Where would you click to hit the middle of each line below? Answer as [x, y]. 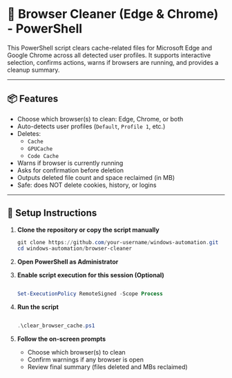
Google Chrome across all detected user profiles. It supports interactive [109, 55]
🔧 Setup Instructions [52, 213]
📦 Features [33, 99]
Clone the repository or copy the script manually [88, 230]
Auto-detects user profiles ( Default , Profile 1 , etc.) [91, 126]
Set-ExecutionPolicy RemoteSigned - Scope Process [90, 294]
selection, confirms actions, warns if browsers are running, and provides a [113, 62]
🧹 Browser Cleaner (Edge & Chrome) [113, 14]
